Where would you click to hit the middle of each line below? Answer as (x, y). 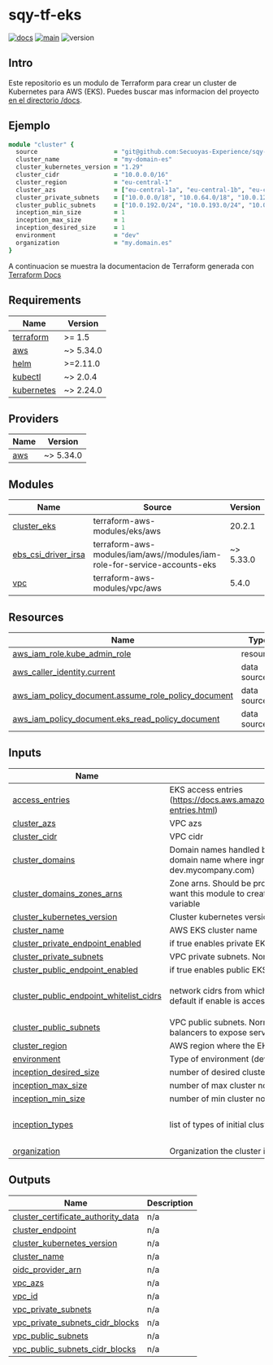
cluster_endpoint (45, 1230)
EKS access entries (206, 789)
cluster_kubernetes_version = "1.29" (80, 167)
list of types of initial (208, 1125)
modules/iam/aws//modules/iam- (157, 555)
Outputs (30, 1180)
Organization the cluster (215, 1151)
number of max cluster (212, 1085)
